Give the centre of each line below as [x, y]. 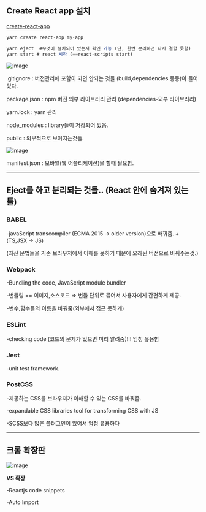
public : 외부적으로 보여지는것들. [45, 138]
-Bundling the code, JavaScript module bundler [67, 283]
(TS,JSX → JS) [25, 240]
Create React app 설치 [48, 11]
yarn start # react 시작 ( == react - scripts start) [70, 54]
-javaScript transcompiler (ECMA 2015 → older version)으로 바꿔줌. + [93, 234]
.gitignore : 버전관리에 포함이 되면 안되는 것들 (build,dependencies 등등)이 [97, 78]
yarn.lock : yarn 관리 [32, 112]
